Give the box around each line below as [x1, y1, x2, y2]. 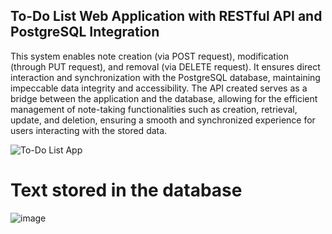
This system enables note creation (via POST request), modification [10, 50, 289, 62]
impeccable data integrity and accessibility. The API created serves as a [10, 82, 308, 94]
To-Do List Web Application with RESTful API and [10, 8, 323, 25]
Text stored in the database [10, 179, 243, 201]
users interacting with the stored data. [10, 124, 168, 136]
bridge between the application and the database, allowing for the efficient [10, 92, 318, 104]
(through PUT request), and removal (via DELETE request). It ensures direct [10, 60, 321, 73]
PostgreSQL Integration [10, 24, 160, 41]
